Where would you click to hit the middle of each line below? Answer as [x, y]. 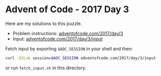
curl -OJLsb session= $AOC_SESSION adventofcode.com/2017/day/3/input [81, 58]
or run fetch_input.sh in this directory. [46, 68]
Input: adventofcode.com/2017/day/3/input [58, 39]
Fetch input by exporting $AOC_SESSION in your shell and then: [69, 48]
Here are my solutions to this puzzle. [44, 23]
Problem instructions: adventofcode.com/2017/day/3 [68, 33]
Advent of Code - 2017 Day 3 [67, 9]
